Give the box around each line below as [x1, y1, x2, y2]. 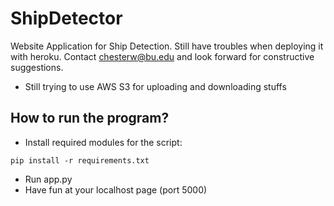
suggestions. [10, 61, 64, 73]
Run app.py [24, 173, 73, 185]
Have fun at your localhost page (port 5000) [24, 183, 208, 196]
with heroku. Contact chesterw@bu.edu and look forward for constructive [10, 50, 315, 62]
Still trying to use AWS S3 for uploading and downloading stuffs [24, 80, 287, 92]
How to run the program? [10, 110, 170, 127]
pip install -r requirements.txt [10, 155, 150, 166]
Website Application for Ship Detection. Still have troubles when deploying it [10, 40, 324, 52]
